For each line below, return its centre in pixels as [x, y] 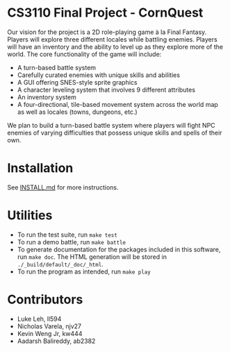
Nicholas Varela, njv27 [49, 326]
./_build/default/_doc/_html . [60, 264]
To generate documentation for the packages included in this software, [119, 249]
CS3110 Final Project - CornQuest [105, 13]
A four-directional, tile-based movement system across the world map [118, 104]
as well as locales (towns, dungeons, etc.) [77, 112]
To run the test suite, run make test [67, 235]
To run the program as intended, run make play [84, 271]
